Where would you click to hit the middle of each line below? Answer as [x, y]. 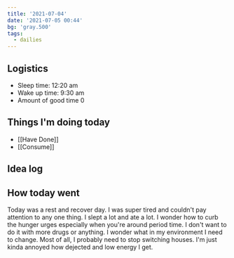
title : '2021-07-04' [37, 14]
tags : [15, 33]
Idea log [25, 169]
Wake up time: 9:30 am [51, 93]
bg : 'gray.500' [29, 27]
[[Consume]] [36, 147]
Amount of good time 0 [51, 100]
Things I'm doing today [59, 123]
